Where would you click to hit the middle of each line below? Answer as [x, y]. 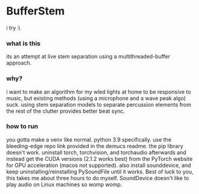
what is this [23, 43]
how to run [22, 127]
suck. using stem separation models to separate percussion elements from [99, 104]
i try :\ [14, 28]
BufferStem [35, 11]
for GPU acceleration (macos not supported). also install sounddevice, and [99, 165]
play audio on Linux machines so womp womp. [64, 184]
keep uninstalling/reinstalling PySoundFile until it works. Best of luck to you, [100, 171]
